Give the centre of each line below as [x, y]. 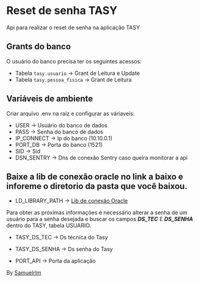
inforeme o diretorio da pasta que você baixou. [97, 186]
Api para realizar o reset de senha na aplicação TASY [73, 27]
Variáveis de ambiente [50, 99]
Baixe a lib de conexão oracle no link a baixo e [95, 176]
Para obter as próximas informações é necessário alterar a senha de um [97, 213]
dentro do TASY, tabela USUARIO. [49, 225]
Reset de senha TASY [62, 11]
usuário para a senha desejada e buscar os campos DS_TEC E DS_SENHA [100, 219]
